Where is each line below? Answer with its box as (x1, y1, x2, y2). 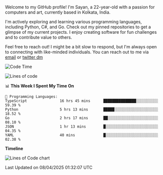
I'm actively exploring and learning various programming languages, (5, 19, 142, 24)
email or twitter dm (5, 54, 43, 60)
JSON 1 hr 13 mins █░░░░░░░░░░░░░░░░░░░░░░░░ (5, 124, 159, 129)
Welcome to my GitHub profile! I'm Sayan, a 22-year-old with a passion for (5, 4, 155, 10)
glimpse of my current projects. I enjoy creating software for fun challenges (5, 29, 157, 35)
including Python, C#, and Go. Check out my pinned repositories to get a (5, 24, 151, 30)
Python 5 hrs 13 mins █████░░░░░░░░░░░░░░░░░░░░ (5, 107, 159, 112)
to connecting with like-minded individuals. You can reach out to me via (5, 49, 149, 55)
